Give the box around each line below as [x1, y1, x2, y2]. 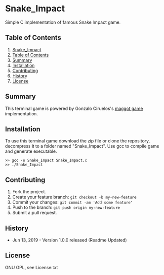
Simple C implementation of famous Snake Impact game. [5, 19, 121, 25]
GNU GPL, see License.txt [5, 264, 58, 270]
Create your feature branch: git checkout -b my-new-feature [12, 194, 137, 200]
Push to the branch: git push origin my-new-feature [12, 205, 120, 210]
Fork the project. [12, 189, 46, 195]
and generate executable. [5, 148, 57, 154]
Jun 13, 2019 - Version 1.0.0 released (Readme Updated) [12, 237, 127, 243]
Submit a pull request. [12, 210, 57, 216]
